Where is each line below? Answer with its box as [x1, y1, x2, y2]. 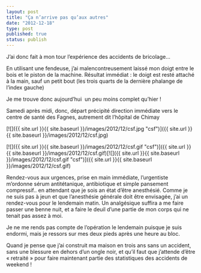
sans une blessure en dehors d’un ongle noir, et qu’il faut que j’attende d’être [6, 248, 196, 255]
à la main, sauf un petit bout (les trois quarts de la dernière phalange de [6, 77, 183, 85]
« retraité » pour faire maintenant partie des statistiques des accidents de [6, 254, 188, 262]
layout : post [6, 8, 39, 15]
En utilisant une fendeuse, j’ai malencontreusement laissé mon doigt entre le [6, 65, 194, 72]
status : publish [6, 37, 47, 43]
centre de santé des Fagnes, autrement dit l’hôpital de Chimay [6, 113, 160, 121]
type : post [6, 25, 34, 32]
